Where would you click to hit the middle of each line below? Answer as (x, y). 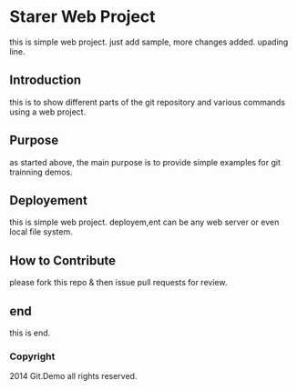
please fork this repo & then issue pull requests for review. (118, 283)
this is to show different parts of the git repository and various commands (147, 102)
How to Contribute (63, 260)
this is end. (30, 333)
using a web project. (48, 112)
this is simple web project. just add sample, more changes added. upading (149, 42)
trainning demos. (41, 172)
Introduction (46, 80)
